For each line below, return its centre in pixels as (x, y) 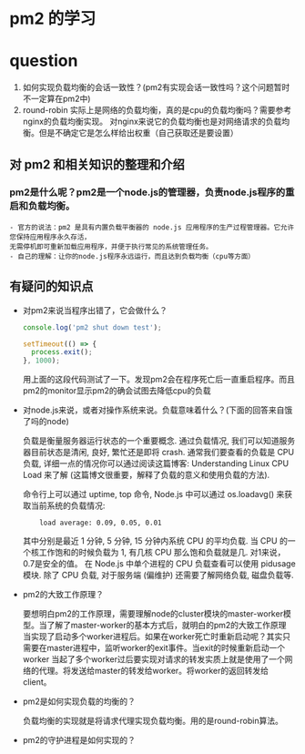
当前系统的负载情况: (68, 505)
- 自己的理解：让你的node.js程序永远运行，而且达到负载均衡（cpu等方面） (132, 256)
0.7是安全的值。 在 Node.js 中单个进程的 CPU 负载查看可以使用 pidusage (159, 564)
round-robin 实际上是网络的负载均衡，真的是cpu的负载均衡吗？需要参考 (157, 110)
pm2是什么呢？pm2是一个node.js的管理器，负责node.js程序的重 (152, 192)
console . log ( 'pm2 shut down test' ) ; (92, 327)
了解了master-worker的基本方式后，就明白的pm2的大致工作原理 (167, 626)
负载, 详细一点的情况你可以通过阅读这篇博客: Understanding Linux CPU (156, 464)
